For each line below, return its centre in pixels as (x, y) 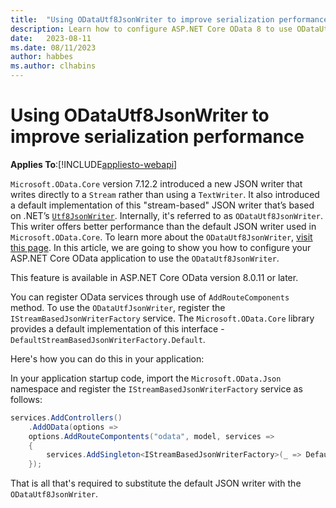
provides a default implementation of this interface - (117, 328)
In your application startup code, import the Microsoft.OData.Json (146, 378)
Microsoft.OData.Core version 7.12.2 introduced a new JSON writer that (156, 183)
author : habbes (42, 57)
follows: (26, 399)
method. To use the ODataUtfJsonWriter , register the (118, 307)
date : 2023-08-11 (51, 38)
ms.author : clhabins (53, 66)
